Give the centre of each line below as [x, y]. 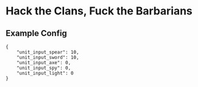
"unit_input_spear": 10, [48, 52]
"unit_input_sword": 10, [48, 58]
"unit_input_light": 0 [45, 73]
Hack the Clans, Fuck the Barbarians [99, 11]
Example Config [36, 33]
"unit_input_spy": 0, [44, 68]
